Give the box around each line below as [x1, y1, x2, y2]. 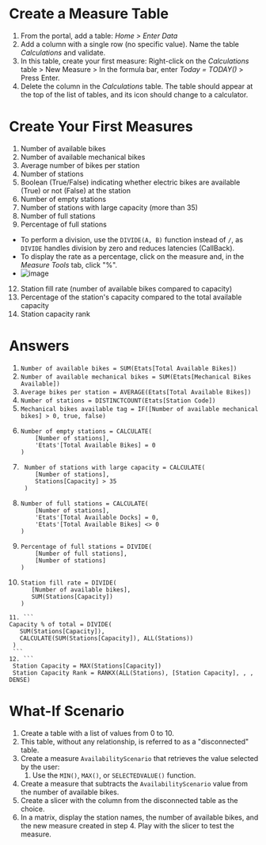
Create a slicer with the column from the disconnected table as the [20, 795, 238, 805]
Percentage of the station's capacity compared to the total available [20, 292, 242, 302]
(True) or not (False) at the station [20, 185, 131, 195]
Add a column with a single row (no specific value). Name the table [20, 39, 240, 48]
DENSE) [9, 676, 31, 683]
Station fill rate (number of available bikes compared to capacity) [20, 284, 233, 293]
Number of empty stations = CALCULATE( [20, 427, 153, 436]
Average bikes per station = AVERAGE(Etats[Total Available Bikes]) [20, 388, 252, 396]
